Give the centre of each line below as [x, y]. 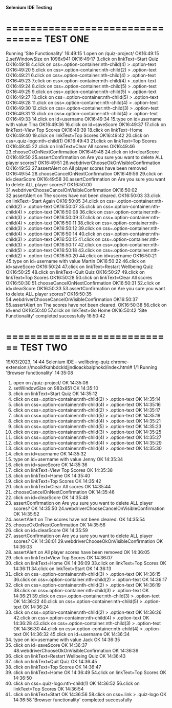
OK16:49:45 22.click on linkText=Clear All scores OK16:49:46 [70, 146]
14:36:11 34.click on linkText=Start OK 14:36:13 [62, 569]
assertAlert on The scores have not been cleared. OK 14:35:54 [79, 519]
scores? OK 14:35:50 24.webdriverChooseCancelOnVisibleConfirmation [89, 508]
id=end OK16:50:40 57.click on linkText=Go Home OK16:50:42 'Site [77, 310]
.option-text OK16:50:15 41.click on [64, 239]
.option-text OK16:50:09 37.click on [64, 217]
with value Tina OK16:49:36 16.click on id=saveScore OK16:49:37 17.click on [86, 124]
